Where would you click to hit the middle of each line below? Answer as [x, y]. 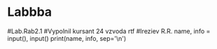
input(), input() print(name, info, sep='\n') [67, 38]
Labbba [30, 12]
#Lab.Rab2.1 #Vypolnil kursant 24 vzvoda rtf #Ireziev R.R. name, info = [109, 31]
